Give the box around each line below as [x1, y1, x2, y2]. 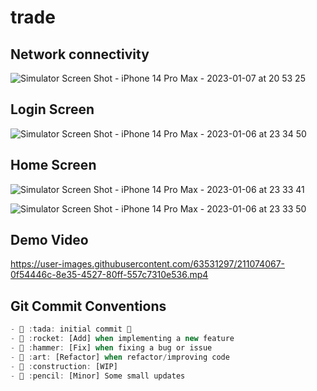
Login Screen [10, 101, 95, 118]
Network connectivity [10, 46, 150, 63]
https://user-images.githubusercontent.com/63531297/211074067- [10, 258, 286, 270]
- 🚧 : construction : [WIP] [10, 361, 118, 371]
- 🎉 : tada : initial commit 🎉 [10, 324, 132, 335]
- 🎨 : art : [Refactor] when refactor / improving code [10, 352, 230, 362]
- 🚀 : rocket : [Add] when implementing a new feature [10, 334, 235, 344]
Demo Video [10, 232, 89, 249]
